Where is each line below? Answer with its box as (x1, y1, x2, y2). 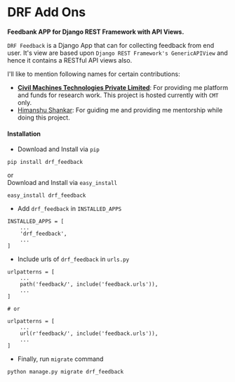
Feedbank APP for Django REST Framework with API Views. (7, 27, 184, 36)
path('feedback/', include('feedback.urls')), (20, 281, 159, 288)
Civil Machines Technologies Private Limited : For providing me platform (17, 83, 229, 91)
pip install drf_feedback (7, 159, 83, 166)
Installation (7, 129, 41, 138)
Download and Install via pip (17, 145, 100, 153)
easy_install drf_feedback (7, 192, 86, 199)
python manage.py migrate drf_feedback (7, 369, 124, 376)
